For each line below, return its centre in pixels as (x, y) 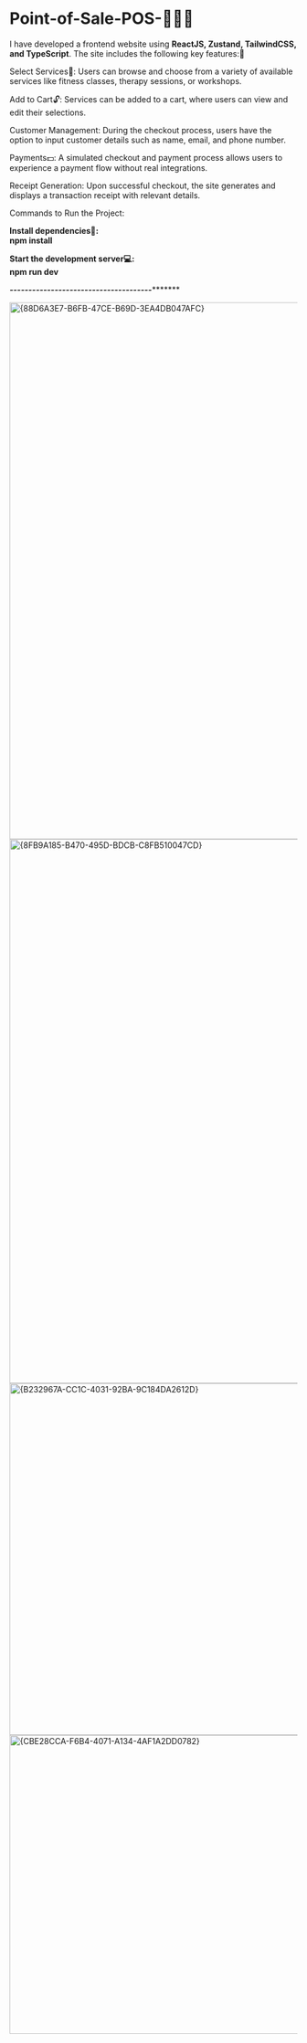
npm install (31, 240)
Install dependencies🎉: (54, 230)
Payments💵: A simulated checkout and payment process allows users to (146, 157)
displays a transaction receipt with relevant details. (105, 195)
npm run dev (34, 271)
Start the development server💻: (72, 259)
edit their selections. (48, 112)
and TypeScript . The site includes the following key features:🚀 (127, 53)
